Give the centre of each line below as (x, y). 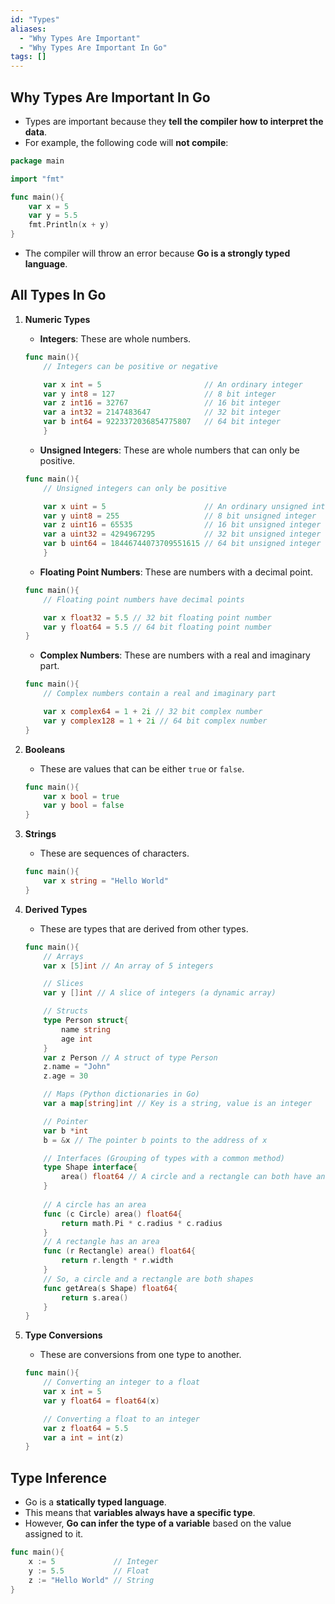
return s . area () (95, 1297)
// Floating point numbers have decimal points (144, 599)
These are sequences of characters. (114, 853)
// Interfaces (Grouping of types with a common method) (164, 1158)
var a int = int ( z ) (84, 1437)
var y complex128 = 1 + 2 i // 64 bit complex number (155, 721)
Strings (40, 834)
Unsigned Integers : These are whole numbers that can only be (169, 450)
